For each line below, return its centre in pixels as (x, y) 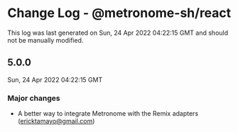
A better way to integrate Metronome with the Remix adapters (108, 114)
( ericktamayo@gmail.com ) (56, 121)
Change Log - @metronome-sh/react (119, 13)
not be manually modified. (45, 40)
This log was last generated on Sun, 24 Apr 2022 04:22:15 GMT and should (118, 33)
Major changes (34, 98)
